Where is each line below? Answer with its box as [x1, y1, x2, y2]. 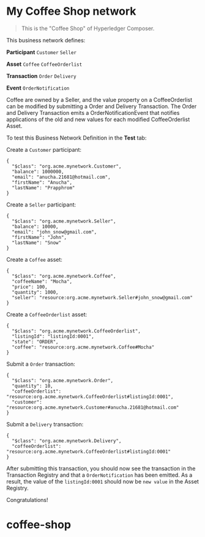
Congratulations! [6, 496, 48, 503]
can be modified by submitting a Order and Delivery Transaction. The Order [6, 103, 197, 110]
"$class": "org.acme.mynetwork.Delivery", [12, 437, 122, 444]
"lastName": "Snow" [12, 240, 62, 246]
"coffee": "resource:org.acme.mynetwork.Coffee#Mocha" [12, 344, 155, 350]
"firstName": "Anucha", [12, 179, 72, 186]
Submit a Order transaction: [6, 360, 75, 367]
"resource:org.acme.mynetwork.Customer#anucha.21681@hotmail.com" [6, 404, 179, 410]
